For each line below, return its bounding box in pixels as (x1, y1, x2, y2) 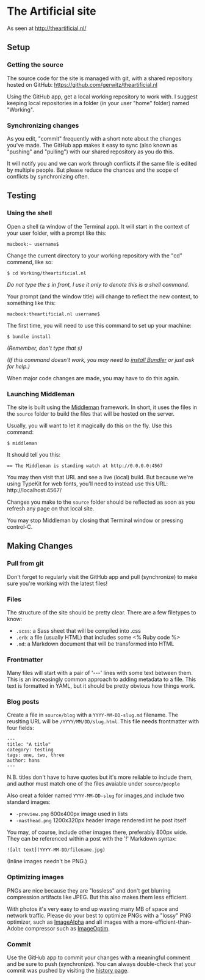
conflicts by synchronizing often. (7, 172, 90, 180)
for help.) (7, 363, 30, 370)
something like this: (7, 299, 56, 306)
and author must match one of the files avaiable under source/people (7, 780, 181, 787)
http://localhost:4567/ (7, 486, 62, 493)
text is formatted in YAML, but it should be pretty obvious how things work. (7, 682, 195, 690)
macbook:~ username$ (7, 241, 60, 247)
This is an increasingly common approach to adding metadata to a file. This (7, 676, 196, 683)
